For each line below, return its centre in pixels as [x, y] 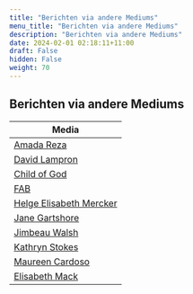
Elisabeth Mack [46, 276]
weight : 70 [30, 68]
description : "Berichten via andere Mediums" [96, 34]
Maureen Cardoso [52, 262]
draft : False [34, 51]
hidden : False [36, 59]
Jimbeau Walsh [46, 232]
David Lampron [46, 159]
